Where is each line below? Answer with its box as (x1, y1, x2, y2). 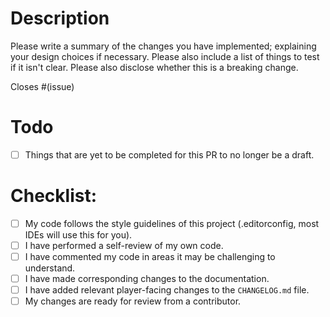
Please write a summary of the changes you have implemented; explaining (10, 40, 317, 52)
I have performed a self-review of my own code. (24, 239, 224, 251)
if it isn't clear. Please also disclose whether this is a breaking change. (10, 61, 299, 73)
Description (10, 7, 110, 30)
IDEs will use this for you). (24, 228, 133, 241)
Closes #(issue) (10, 80, 75, 92)
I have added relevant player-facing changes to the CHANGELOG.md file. (24, 284, 310, 296)
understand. (24, 262, 76, 274)
